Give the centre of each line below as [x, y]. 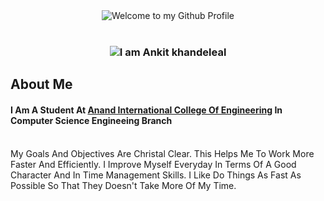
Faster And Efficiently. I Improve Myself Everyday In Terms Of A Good [153, 164]
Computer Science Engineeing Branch [91, 120]
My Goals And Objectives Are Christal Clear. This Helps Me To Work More [162, 153]
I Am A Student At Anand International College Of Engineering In [146, 110]
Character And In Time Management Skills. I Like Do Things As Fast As [156, 175]
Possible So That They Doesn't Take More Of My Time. [123, 185]
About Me [41, 84]
